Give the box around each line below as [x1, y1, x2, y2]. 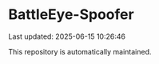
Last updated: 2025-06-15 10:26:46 [8, 32, 126, 41]
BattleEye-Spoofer [8, 6, 134, 24]
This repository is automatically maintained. [8, 47, 152, 56]
